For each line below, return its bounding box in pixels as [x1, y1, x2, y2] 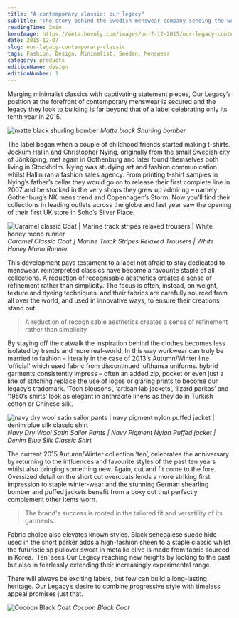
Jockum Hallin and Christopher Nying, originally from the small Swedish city [7, 147, 230, 156]
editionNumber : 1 [7, 70, 59, 77]
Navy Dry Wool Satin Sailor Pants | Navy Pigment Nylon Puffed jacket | [7, 428, 216, 436]
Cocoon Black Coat [72, 603, 130, 612]
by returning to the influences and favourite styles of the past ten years [7, 457, 216, 466]
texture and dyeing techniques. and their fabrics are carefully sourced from [7, 288, 228, 297]
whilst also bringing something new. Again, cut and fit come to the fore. [7, 464, 216, 473]
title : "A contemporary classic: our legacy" [7, 10, 144, 18]
